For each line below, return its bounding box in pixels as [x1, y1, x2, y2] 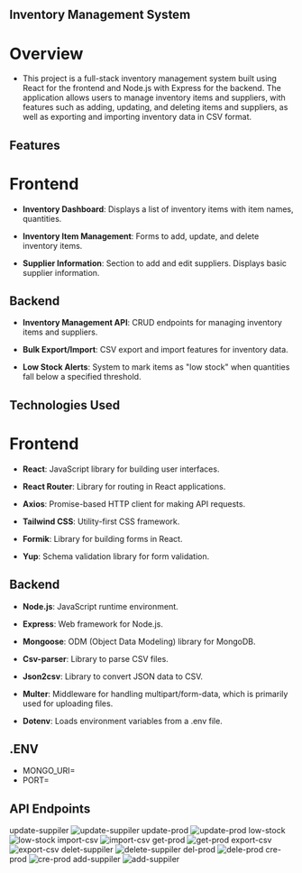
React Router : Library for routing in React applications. [22, 481, 226, 492]
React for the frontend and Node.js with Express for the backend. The [22, 83, 281, 94]
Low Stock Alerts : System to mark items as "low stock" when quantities [22, 362, 290, 372]
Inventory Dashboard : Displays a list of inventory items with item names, [22, 203, 294, 215]
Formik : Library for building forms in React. [22, 533, 183, 544]
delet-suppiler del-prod [60, 844, 216, 855]
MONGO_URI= [22, 766, 76, 777]
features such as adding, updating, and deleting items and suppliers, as [22, 102, 288, 113]
